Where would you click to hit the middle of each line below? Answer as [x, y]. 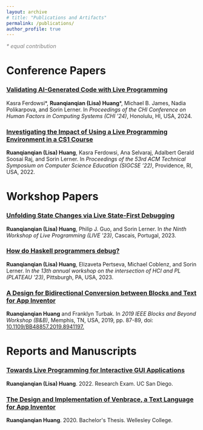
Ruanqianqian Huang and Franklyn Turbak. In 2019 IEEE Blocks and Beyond [101, 314]
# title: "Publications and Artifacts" [57, 18]
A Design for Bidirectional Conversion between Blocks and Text [101, 293]
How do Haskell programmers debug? [63, 251]
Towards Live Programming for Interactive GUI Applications [95, 370]
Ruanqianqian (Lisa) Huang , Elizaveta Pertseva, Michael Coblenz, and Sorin [101, 264]
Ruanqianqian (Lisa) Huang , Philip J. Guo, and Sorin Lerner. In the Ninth [96, 229]
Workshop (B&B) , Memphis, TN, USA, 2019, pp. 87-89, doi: [80, 321]
